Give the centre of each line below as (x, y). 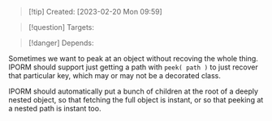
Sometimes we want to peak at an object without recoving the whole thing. (133, 58)
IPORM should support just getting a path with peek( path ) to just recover (133, 67)
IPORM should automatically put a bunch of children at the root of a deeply (133, 91)
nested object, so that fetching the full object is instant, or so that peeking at (136, 100)
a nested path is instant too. (55, 108)
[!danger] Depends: (61, 43)
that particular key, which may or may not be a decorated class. (114, 75)
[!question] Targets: (61, 27)
